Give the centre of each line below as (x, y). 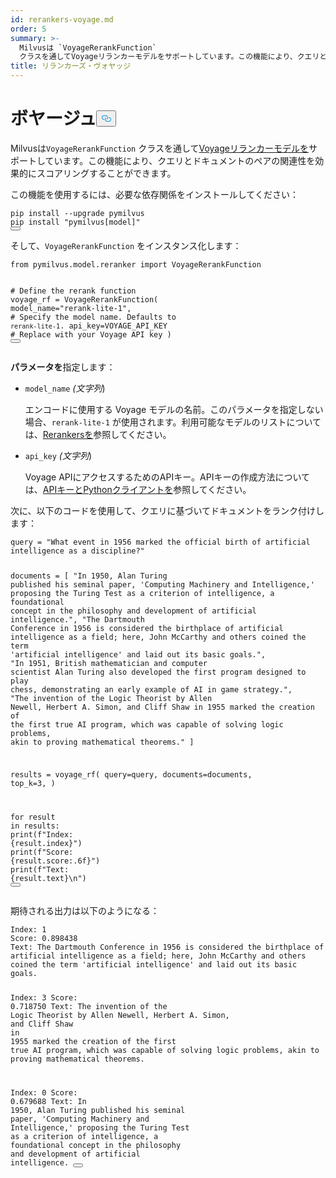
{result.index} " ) (46, 843)
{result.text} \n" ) (48, 878)
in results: (35, 826)
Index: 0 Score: (44, 1093)
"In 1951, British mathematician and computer (109, 663)
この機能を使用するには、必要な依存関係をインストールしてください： (154, 194)
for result (33, 817)
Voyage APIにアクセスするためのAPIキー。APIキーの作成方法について (167, 477)
